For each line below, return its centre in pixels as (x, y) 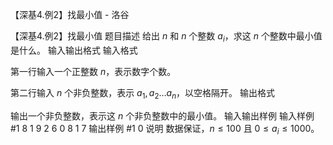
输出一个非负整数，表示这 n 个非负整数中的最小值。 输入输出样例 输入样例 (162, 115)
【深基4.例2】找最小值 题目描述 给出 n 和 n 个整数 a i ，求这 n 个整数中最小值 (166, 37)
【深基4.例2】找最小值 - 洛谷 (70, 14)
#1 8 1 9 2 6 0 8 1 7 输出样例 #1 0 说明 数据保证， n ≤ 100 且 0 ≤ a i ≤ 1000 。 (165, 129)
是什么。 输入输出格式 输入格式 (74, 50)
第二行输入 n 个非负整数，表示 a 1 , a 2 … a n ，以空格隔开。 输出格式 (143, 93)
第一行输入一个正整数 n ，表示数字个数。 (93, 71)
